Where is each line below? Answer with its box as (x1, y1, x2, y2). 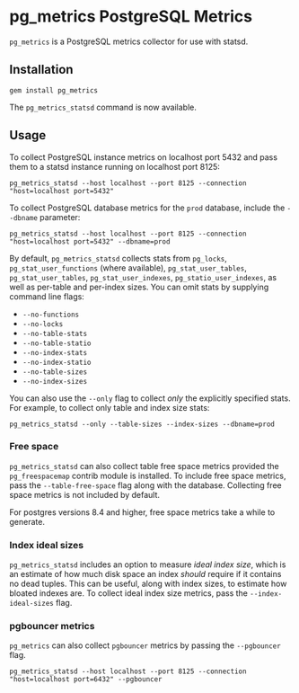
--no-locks (22, 319, 64, 329)
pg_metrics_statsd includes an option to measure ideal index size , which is (9, 559, 286, 570)
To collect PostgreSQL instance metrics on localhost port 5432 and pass (9, 151, 278, 163)
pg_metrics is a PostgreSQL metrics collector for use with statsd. (9, 36, 249, 47)
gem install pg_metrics (9, 85, 99, 95)
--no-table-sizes (22, 367, 88, 377)
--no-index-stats (22, 348, 88, 357)
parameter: (40, 211, 81, 222)
